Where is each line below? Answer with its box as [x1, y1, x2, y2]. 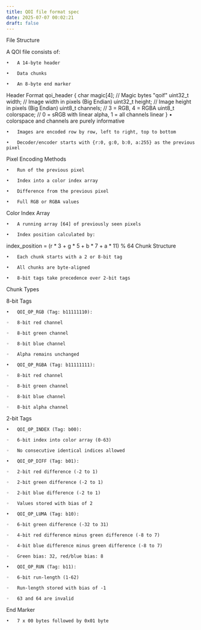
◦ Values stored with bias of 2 [6, 501, 93, 507]
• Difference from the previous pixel [6, 188, 110, 194]
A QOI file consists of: [6, 48, 60, 56]
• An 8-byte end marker [6, 81, 71, 88]
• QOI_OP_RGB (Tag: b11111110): [6, 309, 93, 315]
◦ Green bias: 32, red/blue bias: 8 [6, 553, 104, 559]
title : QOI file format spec [6, 8, 79, 15]
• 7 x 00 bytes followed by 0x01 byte [6, 618, 110, 624]
